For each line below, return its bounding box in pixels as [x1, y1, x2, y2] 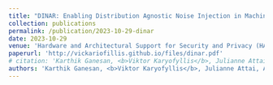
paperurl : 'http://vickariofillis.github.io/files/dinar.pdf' [8, 49, 223, 57]
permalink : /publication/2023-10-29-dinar [8, 27, 154, 35]
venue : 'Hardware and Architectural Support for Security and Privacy [8, 42, 253, 50]
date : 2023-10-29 [8, 34, 67, 43]
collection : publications [8, 19, 96, 28]
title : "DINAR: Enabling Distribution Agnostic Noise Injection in [8, 11, 242, 20]
